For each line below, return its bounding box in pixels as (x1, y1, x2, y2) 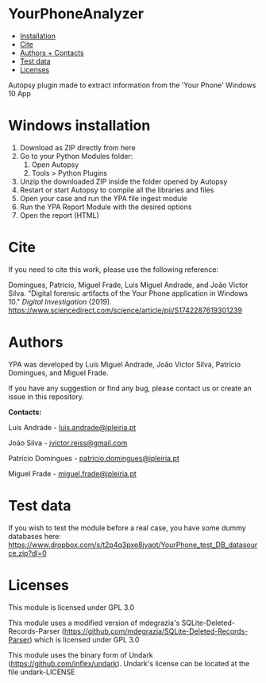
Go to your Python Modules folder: (19, 151, 133, 161)
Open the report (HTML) (19, 210, 99, 219)
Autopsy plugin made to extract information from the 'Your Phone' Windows (8, 80, 256, 90)
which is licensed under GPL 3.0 (33, 634, 140, 644)
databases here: (8, 531, 62, 541)
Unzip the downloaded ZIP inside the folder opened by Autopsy (19, 177, 228, 186)
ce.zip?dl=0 (8, 548, 48, 557)
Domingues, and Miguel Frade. (8, 367, 109, 378)
